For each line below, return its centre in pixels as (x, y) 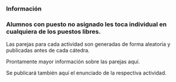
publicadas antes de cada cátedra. (48, 51)
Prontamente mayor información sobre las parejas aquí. (73, 62)
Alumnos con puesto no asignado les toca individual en (87, 24)
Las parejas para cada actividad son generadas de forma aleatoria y (88, 44)
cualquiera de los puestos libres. (53, 31)
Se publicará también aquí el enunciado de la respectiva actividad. (87, 73)
